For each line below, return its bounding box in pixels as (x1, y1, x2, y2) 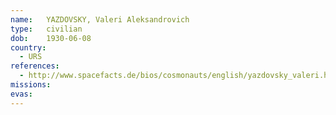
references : (10, 61, 60, 71)
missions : (10, 80, 52, 90)
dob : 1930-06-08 (10, 33, 92, 43)
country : (10, 42, 47, 53)
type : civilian (10, 24, 83, 34)
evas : (10, 89, 33, 99)
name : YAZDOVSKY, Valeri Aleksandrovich (10, 14, 190, 25)
